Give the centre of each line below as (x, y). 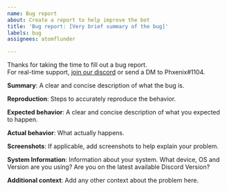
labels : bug (24, 33)
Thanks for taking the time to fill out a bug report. (77, 65)
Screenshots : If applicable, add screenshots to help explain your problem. (113, 146)
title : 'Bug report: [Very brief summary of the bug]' (88, 26)
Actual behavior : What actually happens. (66, 133)
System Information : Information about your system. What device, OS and (113, 160)
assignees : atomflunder (42, 39)
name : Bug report (32, 13)
